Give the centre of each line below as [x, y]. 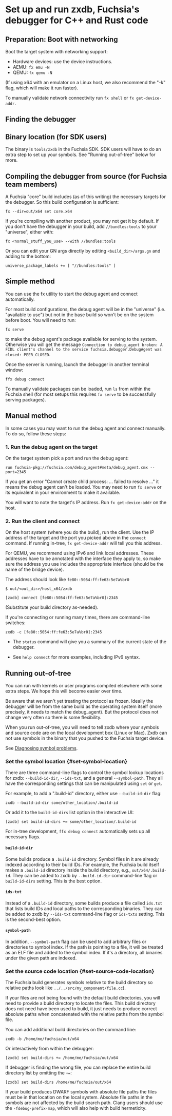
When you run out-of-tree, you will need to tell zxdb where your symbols [82, 727]
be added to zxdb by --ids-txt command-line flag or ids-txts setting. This [85, 914]
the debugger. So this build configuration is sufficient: [62, 202]
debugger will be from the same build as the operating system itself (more [84, 706]
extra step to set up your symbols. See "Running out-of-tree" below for [80, 155]
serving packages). [26, 399]
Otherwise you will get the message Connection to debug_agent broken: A [84, 344]
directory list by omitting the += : [39, 1073]
